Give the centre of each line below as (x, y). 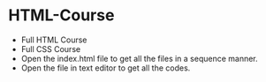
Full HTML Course (54, 40)
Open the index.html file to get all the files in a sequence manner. (139, 58)
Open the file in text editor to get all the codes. (106, 68)
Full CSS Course (51, 48)
